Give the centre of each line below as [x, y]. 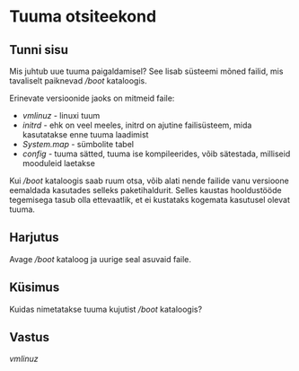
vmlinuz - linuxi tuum [61, 115]
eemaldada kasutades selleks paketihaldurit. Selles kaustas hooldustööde [145, 190]
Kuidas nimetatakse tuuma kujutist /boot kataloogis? [106, 309]
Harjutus [35, 238]
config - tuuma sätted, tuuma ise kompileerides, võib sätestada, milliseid [156, 154]
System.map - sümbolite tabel [78, 144]
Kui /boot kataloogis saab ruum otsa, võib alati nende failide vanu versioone [149, 181]
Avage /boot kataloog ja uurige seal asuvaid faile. [100, 259]
